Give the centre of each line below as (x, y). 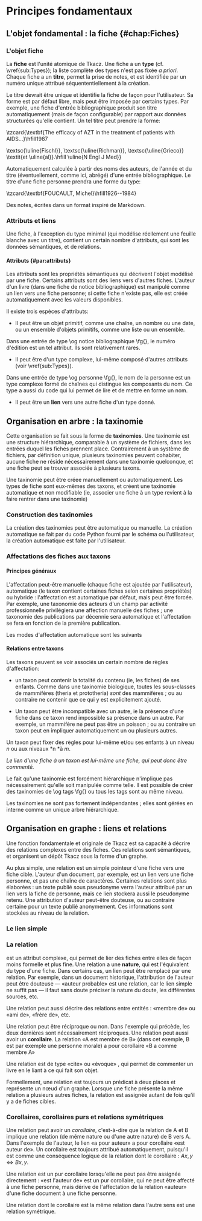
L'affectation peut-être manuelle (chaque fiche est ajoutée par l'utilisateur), (99, 584)
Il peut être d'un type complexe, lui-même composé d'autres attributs (101, 360)
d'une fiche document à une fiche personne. (62, 1193)
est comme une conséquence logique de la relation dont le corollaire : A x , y (99, 1156)
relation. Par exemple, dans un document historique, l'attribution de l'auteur (100, 977)
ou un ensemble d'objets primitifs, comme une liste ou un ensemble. (100, 330)
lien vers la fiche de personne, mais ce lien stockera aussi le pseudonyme (98, 894)
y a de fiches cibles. (31, 1101)
